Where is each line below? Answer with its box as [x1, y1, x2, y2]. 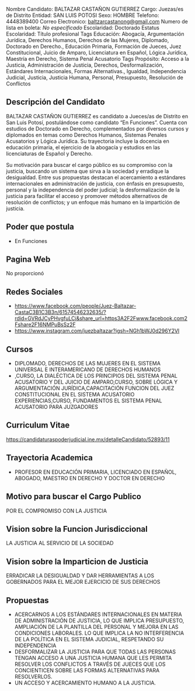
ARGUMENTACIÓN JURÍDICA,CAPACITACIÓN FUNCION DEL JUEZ [14, 385, 175, 392]
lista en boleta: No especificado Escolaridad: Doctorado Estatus [6, 24, 159, 31]
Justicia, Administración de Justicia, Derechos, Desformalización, [6, 61, 164, 69]
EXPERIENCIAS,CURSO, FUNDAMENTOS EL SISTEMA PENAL [14, 397, 162, 404]
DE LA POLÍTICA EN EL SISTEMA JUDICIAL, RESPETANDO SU [14, 635, 164, 642]
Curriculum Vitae [6, 420, 70, 430]
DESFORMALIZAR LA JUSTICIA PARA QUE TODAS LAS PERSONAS [14, 648, 176, 655]
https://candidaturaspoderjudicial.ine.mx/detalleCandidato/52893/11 [6, 436, 170, 443]
